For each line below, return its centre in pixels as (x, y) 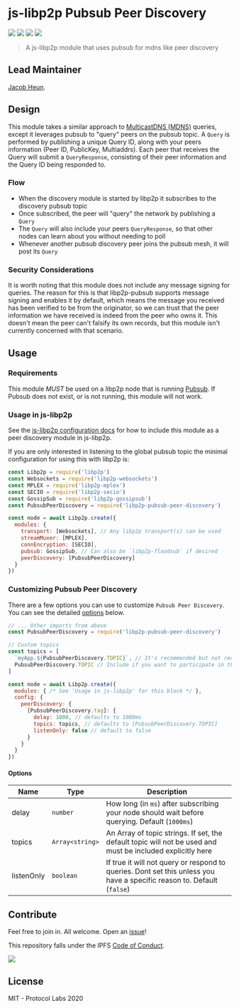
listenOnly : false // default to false (93, 730)
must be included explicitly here (159, 851)
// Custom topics (34, 645)
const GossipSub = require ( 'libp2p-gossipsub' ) (80, 499)
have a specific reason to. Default (162, 881)
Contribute (33, 914)
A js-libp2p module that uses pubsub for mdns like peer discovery (122, 47)
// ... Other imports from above (57, 625)
